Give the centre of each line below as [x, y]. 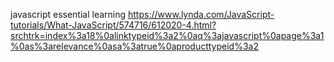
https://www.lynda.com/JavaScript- [201, 14]
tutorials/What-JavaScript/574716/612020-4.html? [113, 25]
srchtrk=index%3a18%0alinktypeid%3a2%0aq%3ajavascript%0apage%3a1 [167, 35]
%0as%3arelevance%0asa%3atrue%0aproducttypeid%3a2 [134, 46]
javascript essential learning [68, 14]
